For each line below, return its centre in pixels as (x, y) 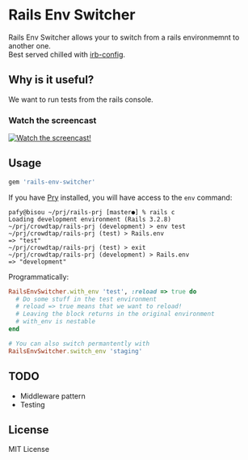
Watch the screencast (53, 120)
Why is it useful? (51, 80)
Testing (33, 404)
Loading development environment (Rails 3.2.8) (90, 219)
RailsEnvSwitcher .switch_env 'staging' (76, 351)
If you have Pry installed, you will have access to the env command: (120, 197)
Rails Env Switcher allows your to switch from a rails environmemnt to (124, 37)
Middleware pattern (53, 396)
